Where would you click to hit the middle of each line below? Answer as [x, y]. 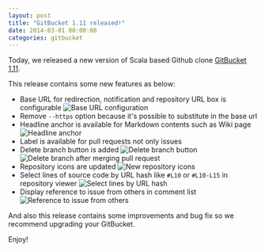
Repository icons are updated [68, 166]
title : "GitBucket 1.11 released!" [67, 23]
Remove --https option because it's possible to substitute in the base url [138, 116]
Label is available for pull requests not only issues [100, 141]
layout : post [30, 15]
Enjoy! [19, 239]
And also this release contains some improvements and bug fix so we [121, 216]
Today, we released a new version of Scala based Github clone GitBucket [127, 60]
